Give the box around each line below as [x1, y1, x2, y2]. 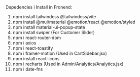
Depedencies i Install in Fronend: [5, 4, 72, 10]
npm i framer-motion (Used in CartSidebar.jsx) [12, 50, 107, 56]
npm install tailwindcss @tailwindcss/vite [12, 14, 97, 19]
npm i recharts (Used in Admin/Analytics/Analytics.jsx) [12, 61, 124, 67]
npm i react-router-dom [12, 35, 61, 40]
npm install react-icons [12, 56, 60, 61]
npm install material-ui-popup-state [12, 24, 85, 30]
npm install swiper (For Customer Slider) [12, 30, 95, 35]
